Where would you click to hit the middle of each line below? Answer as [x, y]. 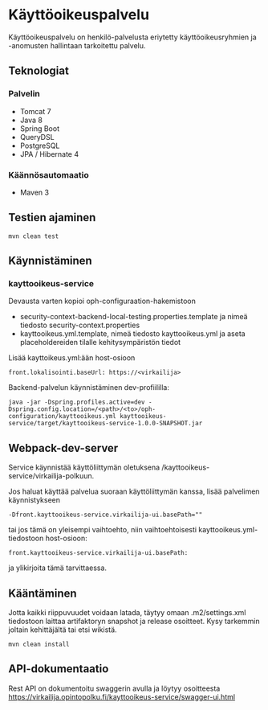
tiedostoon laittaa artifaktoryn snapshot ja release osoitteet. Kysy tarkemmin [134, 622]
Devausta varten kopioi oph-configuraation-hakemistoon [102, 301]
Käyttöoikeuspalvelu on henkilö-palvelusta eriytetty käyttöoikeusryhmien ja [132, 37]
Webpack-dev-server [63, 448]
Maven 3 [35, 192]
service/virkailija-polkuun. [51, 476]
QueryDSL [37, 137]
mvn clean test [34, 236]
